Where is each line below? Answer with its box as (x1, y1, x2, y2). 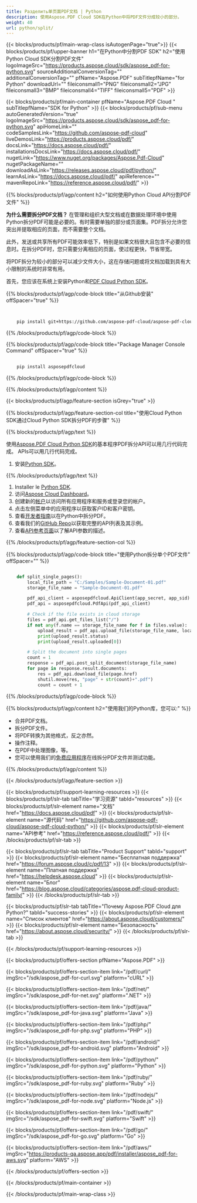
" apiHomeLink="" (33, 123, 77, 130)
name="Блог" (26, 879, 60, 886)
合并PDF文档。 (14, 717, 51, 724)
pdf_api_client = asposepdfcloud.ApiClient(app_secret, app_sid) (27, 595, 191, 601)
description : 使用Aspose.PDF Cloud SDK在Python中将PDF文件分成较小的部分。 (6, 14, 182, 20)
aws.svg (6, 1156, 26, 1163)
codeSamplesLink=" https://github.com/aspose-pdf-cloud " (6, 130, 148, 137)
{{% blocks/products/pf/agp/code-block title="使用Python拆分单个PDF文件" (6, 551, 191, 558)
